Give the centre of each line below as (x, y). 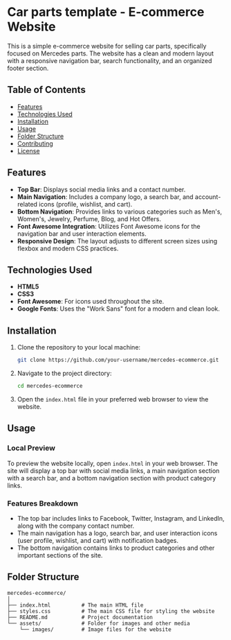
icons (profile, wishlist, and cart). (86, 204)
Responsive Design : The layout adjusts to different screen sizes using (117, 241)
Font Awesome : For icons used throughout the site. (91, 302)
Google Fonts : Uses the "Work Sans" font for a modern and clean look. (118, 309)
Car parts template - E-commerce (106, 12)
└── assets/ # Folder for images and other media (99, 623)
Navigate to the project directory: (64, 373)
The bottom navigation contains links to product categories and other (116, 548)
